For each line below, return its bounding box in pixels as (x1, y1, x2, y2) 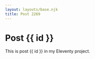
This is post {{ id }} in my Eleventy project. (5, 48, 91, 54)
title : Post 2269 (5, 12, 41, 16)
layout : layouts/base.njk (5, 7, 58, 12)
